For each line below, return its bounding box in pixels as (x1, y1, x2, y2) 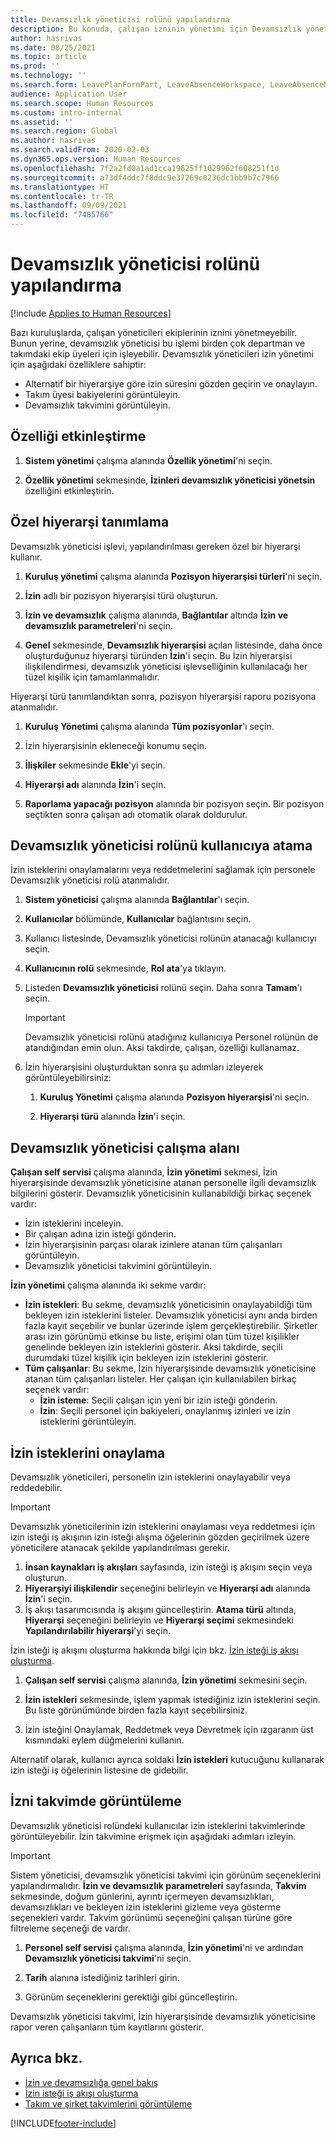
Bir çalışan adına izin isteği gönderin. (24, 1228, 177, 1240)
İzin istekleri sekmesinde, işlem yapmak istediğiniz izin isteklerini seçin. (24, 1694, 321, 1705)
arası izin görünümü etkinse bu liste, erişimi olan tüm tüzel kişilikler (24, 1331, 300, 1343)
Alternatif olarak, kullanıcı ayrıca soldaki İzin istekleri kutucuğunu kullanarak (10, 1754, 325, 1765)
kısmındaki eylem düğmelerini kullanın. (24, 1734, 185, 1746)
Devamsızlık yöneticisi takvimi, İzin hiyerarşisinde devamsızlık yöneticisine (10, 2010, 317, 2022)
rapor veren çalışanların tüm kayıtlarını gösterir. (10, 2021, 205, 2033)
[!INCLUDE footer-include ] (10, 2117, 117, 2129)
